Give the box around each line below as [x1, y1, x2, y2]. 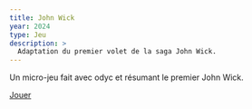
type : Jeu [9, 30, 47, 39]
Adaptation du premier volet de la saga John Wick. [17, 47, 218, 56]
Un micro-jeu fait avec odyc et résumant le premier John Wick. [9, 72, 245, 83]
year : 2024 [9, 22, 51, 31]
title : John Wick [9, 13, 75, 23]
